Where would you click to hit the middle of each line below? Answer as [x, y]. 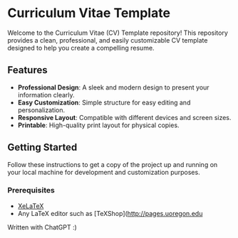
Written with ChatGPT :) [42, 227]
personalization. [41, 110]
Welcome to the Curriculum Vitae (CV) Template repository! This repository [118, 33]
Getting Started [42, 147]
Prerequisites [31, 190]
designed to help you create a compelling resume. [81, 48]
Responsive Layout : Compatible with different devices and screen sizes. [124, 117]
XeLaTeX [31, 206]
